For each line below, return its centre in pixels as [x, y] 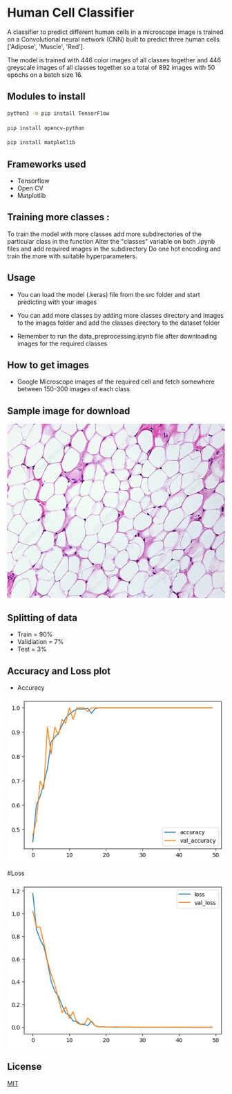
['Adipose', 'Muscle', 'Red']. [46, 46]
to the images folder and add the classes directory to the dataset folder [118, 323]
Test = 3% [32, 649]
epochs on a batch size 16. [45, 75]
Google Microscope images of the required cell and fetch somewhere [116, 382]
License [25, 1067]
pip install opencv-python [46, 128]
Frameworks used [47, 164]
